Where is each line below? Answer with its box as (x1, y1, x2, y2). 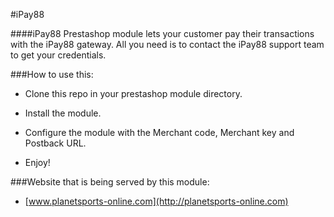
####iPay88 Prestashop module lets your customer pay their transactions (10, 28, 315, 39)
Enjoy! (24, 157, 51, 168)
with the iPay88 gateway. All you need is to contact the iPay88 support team (10, 39, 325, 50)
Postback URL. (24, 137, 87, 149)
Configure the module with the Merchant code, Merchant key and (24, 127, 295, 138)
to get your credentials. (10, 49, 107, 61)
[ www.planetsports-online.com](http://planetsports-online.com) (24, 195, 289, 207)
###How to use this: (10, 69, 94, 80)
